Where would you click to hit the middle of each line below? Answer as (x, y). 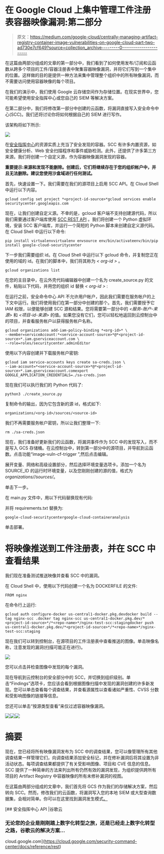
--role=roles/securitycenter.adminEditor (48, 343)
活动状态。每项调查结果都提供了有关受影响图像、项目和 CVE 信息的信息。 (79, 764)
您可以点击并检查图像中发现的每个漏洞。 (46, 667)
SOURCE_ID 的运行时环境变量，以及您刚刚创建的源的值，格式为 (69, 470)
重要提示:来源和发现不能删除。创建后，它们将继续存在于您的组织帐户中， (79, 167)
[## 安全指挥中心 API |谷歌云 (34, 809)
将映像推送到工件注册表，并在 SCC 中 (81, 549)
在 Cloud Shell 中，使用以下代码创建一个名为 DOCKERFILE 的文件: (71, 586)
